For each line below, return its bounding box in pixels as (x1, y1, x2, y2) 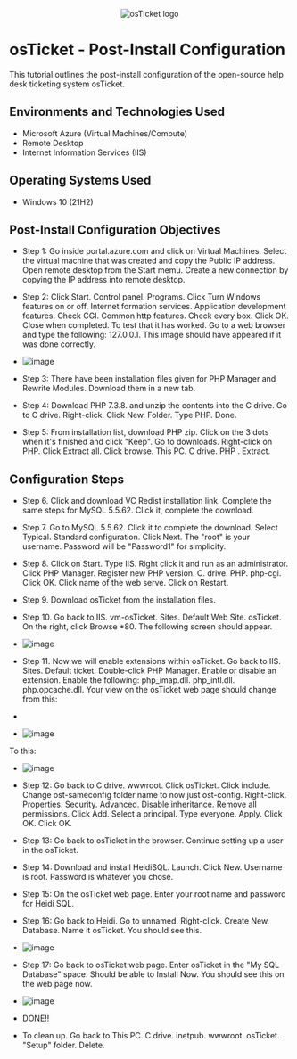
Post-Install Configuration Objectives (9, 222, 221, 237)
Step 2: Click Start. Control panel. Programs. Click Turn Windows (21, 291, 261, 302)
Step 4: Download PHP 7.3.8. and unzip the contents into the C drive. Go (21, 400, 288, 411)
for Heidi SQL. (21, 899, 74, 909)
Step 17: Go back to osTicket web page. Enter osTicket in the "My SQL (21, 959, 280, 971)
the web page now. (21, 979, 93, 989)
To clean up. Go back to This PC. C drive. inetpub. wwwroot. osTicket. (21, 1030, 280, 1041)
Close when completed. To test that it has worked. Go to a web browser (21, 320, 286, 331)
